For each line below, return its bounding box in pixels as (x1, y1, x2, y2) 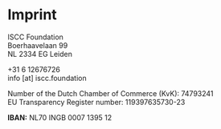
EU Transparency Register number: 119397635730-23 (7, 97, 186, 107)
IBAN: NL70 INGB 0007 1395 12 (7, 112, 113, 122)
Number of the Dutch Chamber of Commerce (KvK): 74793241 (7, 88, 214, 98)
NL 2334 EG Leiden (7, 49, 73, 58)
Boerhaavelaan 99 (7, 40, 68, 50)
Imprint (7, 6, 57, 24)
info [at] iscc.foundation (7, 73, 87, 83)
